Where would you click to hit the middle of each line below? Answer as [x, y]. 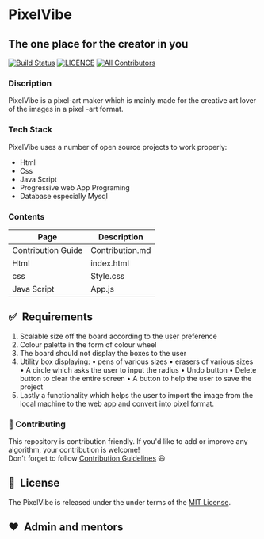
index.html [110, 263]
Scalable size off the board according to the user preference [119, 336]
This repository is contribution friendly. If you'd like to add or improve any [128, 441]
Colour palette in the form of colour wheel [88, 344]
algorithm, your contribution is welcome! [74, 450]
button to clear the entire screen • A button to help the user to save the [136, 378]
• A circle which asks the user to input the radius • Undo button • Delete [138, 369]
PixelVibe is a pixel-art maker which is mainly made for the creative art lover [132, 101]
